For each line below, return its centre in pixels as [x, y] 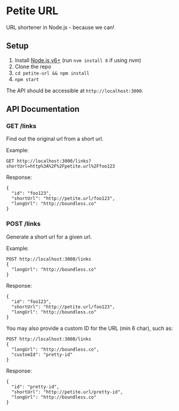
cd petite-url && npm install [52, 73]
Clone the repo [33, 66]
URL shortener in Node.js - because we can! [60, 27]
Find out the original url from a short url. [55, 139]
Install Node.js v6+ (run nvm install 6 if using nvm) [78, 60]
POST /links [23, 224]
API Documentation [43, 109]
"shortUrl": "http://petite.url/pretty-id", [67, 392]
